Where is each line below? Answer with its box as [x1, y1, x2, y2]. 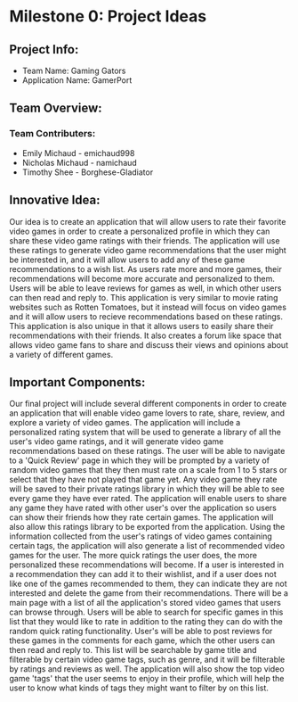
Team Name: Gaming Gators [21, 65, 126, 76]
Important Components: [9, 375, 146, 390]
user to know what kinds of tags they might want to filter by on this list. [9, 682, 270, 693]
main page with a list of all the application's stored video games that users [9, 598, 282, 608]
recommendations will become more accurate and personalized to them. [9, 273, 276, 284]
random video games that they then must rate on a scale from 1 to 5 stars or [9, 465, 287, 475]
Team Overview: [9, 101, 102, 116]
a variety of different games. [9, 349, 114, 359]
